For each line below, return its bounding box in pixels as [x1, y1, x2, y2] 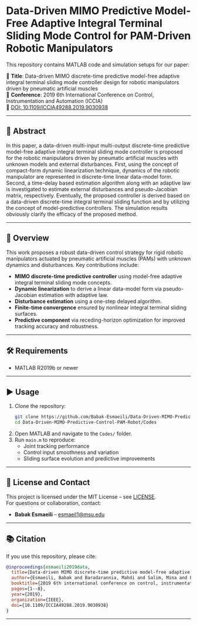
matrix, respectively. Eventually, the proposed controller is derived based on [6, 192, 190, 199]
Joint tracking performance [23, 442, 90, 449]
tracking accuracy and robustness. [14, 322, 99, 330]
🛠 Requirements [6, 346, 69, 356]
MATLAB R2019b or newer [14, 365, 79, 372]
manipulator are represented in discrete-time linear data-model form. [6, 173, 173, 180]
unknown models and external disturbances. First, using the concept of [6, 161, 179, 168]
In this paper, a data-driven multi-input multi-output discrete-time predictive [6, 142, 189, 149]
